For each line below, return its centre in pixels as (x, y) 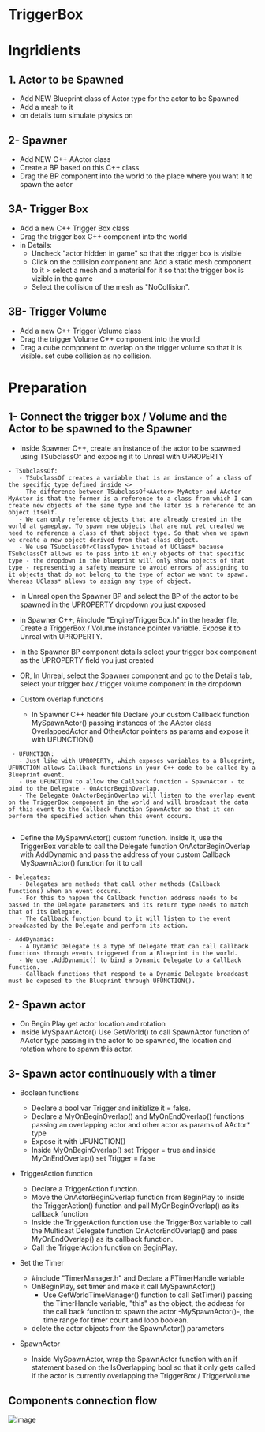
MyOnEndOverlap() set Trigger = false (93, 1158)
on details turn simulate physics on (76, 115)
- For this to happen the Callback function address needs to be (128, 898)
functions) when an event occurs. (65, 891)
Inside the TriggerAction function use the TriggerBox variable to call (142, 1223)
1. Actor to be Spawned (66, 79)
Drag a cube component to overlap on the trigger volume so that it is (131, 347)
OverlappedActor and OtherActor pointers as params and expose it (140, 731)
